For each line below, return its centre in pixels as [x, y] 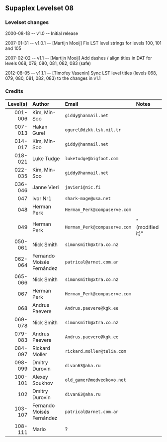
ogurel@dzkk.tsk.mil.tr [93, 130]
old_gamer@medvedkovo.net [95, 380]
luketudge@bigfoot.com [92, 158]
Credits [14, 91]
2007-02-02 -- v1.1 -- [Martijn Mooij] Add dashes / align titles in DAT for [79, 58]
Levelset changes [27, 22]
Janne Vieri [45, 187]
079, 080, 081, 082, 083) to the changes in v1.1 [53, 78]
